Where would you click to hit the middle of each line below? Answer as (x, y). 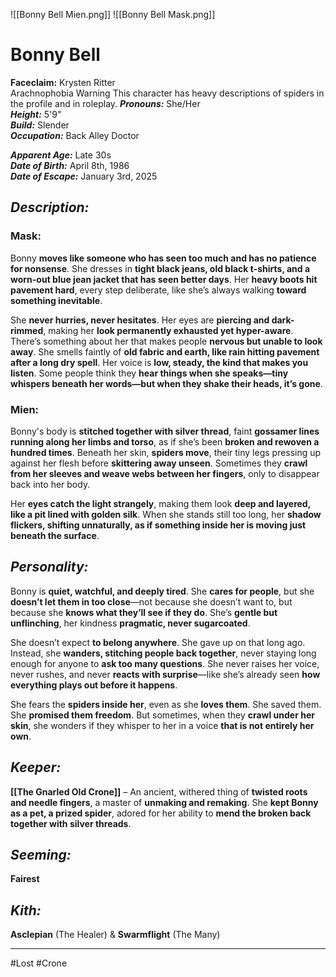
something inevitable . (56, 300)
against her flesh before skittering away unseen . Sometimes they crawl (159, 463)
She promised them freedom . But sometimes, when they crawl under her (162, 715)
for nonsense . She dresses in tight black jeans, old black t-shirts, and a (160, 268)
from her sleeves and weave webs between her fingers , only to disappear (165, 473)
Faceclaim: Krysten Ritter (63, 82)
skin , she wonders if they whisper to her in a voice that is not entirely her (162, 725)
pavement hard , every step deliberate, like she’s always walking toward (158, 290)
